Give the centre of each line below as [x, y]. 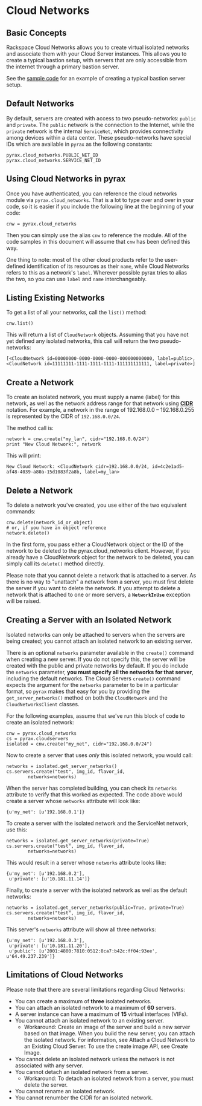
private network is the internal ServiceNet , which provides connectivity [95, 131]
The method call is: [30, 428]
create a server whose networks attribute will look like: [73, 801]
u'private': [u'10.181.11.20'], [49, 946]
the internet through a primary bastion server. [63, 67]
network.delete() [28, 533]
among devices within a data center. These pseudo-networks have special [99, 137]
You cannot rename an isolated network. [65, 1091]
